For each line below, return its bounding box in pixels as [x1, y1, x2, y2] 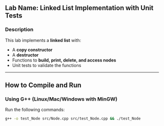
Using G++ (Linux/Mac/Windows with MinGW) [5, 96, 118, 102]
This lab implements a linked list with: [5, 37, 82, 43]
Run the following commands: [5, 107, 65, 113]
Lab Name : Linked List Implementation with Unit [5, 4, 154, 12]
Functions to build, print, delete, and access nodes [12, 57, 116, 63]
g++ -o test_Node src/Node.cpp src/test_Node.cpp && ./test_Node [5, 116, 141, 121]
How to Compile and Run [5, 81, 82, 89]
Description [5, 26, 34, 33]
